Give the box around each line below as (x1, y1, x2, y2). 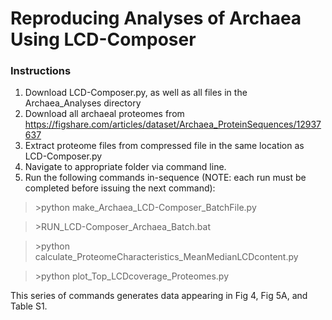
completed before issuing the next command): (24, 182, 216, 194)
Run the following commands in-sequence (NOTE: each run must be (24, 172, 307, 184)
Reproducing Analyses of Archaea (10, 7, 302, 30)
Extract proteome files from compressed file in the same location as (24, 140, 305, 152)
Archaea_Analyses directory (24, 97, 142, 109)
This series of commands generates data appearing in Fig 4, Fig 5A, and (10, 290, 308, 302)
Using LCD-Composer (10, 28, 197, 51)
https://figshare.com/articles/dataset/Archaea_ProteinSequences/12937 (24, 118, 322, 131)
